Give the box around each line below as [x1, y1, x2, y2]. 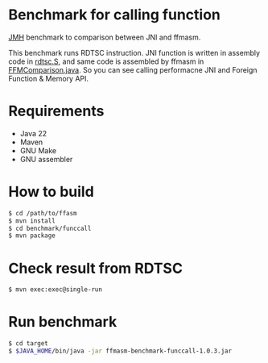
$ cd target [8, 340, 48, 348]
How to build [8, 183, 94, 201]
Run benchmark [8, 313, 118, 332]
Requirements [8, 102, 105, 120]
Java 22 [19, 128, 47, 138]
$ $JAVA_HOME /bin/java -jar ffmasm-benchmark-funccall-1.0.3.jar [8, 347, 232, 355]
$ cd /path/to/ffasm [8, 209, 78, 217]
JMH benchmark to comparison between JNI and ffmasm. [8, 32, 201, 42]
